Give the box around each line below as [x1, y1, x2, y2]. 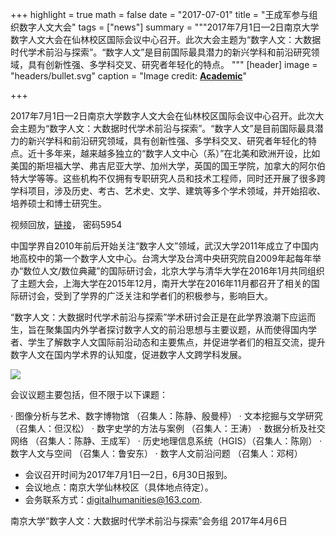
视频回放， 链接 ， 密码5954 [10, 219, 123, 230]
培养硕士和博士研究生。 [10, 198, 107, 209]
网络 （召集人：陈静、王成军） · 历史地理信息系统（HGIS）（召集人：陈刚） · [10, 435, 323, 447]
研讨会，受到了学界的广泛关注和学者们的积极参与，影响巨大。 [18, 290, 273, 302]
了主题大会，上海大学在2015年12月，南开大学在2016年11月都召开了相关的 [10, 278, 312, 289]
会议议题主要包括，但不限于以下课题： [10, 389, 168, 400]
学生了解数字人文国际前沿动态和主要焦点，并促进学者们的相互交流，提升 [27, 336, 326, 348]
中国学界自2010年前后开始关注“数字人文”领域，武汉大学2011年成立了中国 [10, 240, 310, 252]
